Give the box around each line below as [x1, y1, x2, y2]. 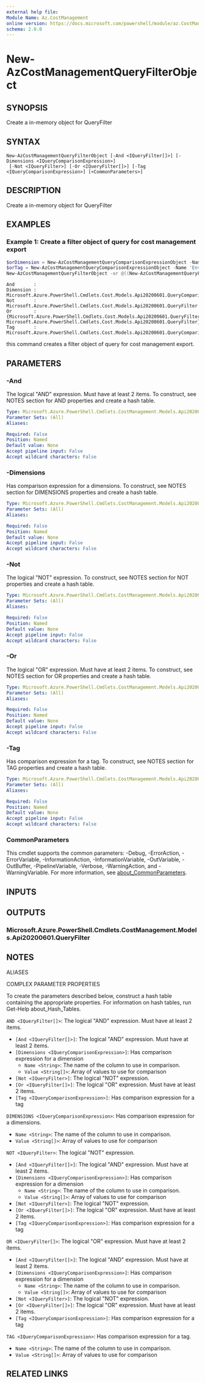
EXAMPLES [6, 219, 51, 230]
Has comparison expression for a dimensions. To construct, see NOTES [6, 482, 187, 490]
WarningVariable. [6, 869, 50, 876]
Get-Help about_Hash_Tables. [6, 1005, 81, 1012]
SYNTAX [6, 136, 41, 147]
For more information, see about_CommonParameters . [51, 869, 187, 876]
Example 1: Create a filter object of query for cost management [6, 238, 196, 246]
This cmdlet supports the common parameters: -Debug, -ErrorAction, [6, 849, 181, 857]
